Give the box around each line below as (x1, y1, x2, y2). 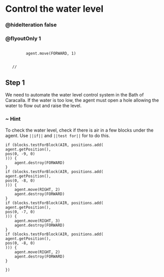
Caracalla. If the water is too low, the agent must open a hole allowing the (5, 97, 159, 104)
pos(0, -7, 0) (5, 209, 36, 214)
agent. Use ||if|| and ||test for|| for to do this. (5, 132, 111, 138)
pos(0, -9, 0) (5, 151, 36, 156)
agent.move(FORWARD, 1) (25, 51, 76, 56)
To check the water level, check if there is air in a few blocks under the (5, 127, 154, 133)
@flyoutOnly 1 (5, 35, 41, 42)
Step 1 (5, 78, 25, 87)
